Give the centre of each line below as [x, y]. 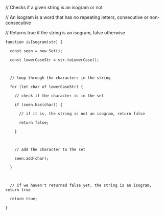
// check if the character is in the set [59, 96]
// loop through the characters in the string [60, 78]
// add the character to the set [50, 149]
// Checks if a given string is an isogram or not [54, 7]
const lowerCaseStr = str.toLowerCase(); [55, 60]
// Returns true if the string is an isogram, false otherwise [65, 33]
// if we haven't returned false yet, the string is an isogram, [81, 185]
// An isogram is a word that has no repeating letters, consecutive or [77, 17]
